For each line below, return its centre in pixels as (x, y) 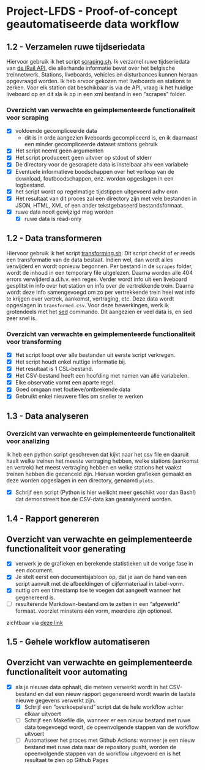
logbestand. (30, 185)
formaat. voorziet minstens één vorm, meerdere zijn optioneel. (94, 611)
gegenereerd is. (35, 597)
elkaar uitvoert (43, 714)
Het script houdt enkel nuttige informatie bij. (71, 362)
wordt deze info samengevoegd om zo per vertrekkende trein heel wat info (101, 292)
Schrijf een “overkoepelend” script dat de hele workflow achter (104, 707)
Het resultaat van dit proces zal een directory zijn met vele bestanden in (106, 198)
